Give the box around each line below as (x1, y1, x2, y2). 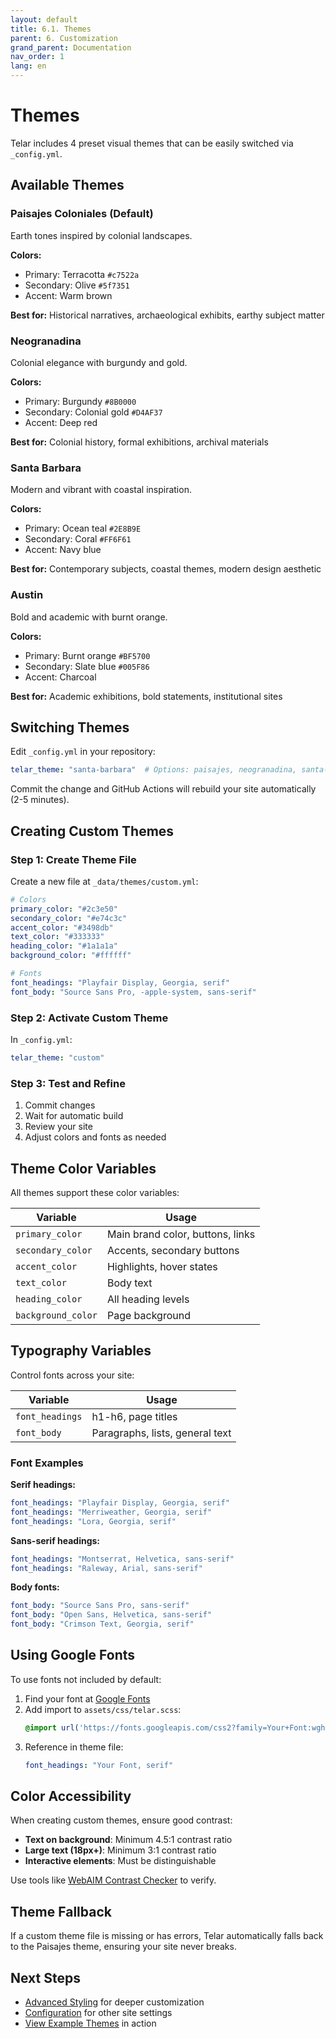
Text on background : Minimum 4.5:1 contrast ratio (24, 1834, 233, 1846)
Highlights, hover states (106, 1259, 218, 1273)
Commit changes (24, 1099, 96, 1111)
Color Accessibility (10, 1787, 132, 1805)
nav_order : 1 (10, 52, 65, 62)
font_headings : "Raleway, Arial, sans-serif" (10, 1563, 203, 1573)
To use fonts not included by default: (10, 1673, 162, 1685)
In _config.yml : (10, 1033, 73, 1045)
